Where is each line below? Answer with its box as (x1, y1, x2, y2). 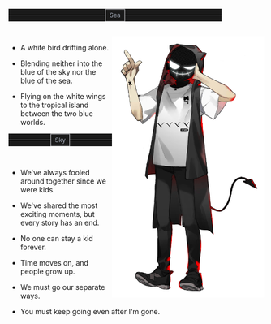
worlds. (19, 118, 46, 127)
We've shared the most (19, 201, 98, 210)
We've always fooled (19, 168, 90, 177)
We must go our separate (19, 283, 105, 292)
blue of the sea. (19, 76, 73, 85)
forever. (19, 242, 47, 252)
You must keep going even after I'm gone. (19, 307, 161, 316)
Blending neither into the (19, 58, 103, 68)
